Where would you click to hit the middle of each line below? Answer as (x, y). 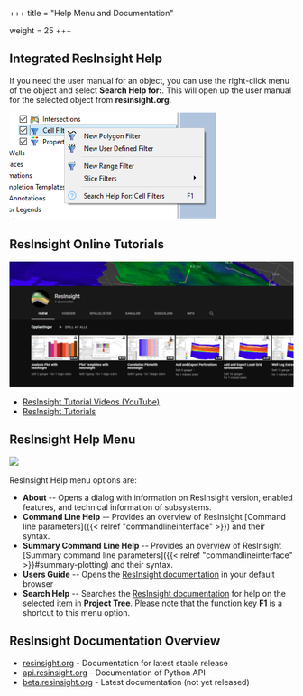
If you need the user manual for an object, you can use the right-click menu (150, 80)
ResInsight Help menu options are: (73, 480)
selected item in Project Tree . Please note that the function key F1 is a (152, 603)
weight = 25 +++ (41, 30)
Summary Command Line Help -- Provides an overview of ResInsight (152, 545)
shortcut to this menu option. (76, 612)
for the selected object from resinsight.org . (91, 99)
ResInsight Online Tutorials (87, 244)
